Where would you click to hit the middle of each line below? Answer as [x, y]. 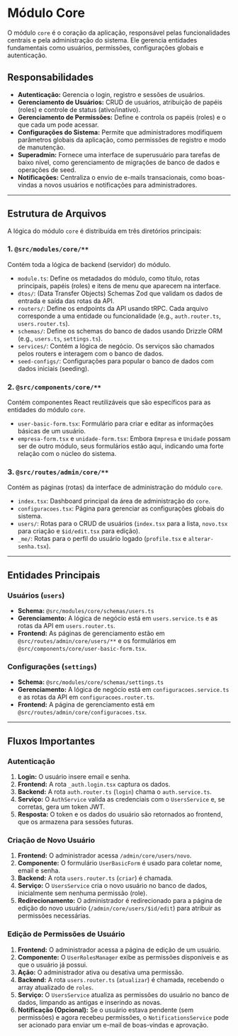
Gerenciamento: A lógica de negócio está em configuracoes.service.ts [123, 690]
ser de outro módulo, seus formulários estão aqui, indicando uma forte [121, 446]
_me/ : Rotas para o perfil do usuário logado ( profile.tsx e [102, 539]
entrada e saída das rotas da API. [66, 301]
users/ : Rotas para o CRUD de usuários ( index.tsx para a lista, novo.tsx [123, 524]
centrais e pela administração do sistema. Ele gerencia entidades [102, 40]
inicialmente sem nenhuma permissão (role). [82, 893]
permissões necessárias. [54, 916]
